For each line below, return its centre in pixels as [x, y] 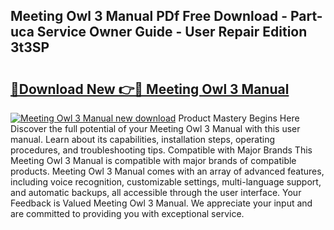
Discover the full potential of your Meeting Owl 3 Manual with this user [155, 128]
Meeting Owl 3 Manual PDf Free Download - [149, 16]
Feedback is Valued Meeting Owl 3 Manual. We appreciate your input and [161, 203]
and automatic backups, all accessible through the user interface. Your [156, 192]
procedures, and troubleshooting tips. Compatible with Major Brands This [161, 150]
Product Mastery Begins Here [239, 118]
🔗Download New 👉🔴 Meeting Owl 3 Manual [150, 89]
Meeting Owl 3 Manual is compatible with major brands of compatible [153, 160]
